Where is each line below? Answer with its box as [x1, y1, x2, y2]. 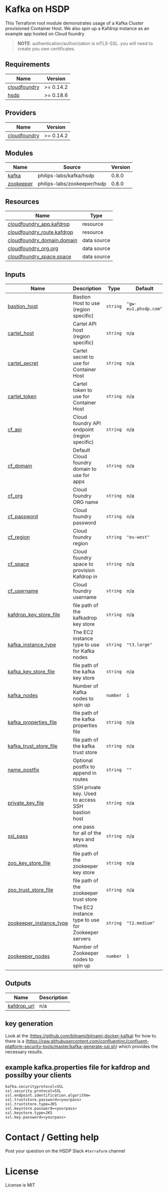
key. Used [72, 790, 96, 797]
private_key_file [7, 800, 44, 806]
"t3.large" [126, 642, 152, 648]
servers [72, 935, 91, 942]
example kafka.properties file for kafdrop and [5, 1063, 150, 1072]
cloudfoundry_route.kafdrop [7, 229, 73, 236]
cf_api [7, 426, 22, 433]
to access [72, 797, 96, 803]
